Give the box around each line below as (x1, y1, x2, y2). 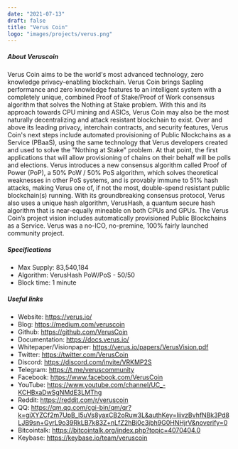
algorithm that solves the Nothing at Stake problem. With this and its (7, 100, 207, 109)
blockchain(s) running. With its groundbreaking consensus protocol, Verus (7, 191, 225, 200)
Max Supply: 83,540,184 (17, 263, 89, 272)
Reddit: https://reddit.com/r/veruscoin (17, 396, 129, 404)
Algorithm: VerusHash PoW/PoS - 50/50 (17, 271, 135, 280)
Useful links (7, 295, 44, 303)
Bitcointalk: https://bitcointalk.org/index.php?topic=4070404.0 (17, 426, 201, 435)
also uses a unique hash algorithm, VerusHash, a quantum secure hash (7, 199, 215, 207)
